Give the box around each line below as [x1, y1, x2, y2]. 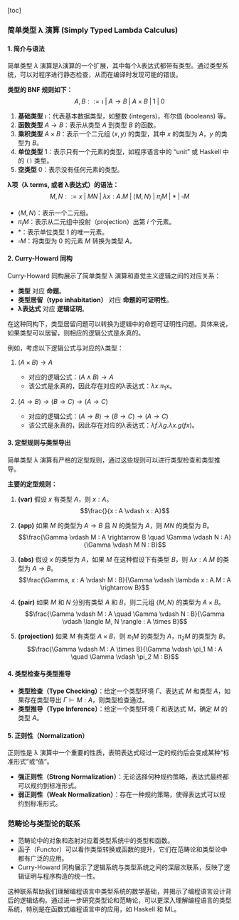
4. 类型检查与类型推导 [7, 669, 71, 678]
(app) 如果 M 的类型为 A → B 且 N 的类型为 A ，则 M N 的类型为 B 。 [17, 521, 213, 530]
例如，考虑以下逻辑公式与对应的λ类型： [7, 343, 124, 352]
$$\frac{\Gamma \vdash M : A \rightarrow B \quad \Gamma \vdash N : [18, 532, 223, 541]
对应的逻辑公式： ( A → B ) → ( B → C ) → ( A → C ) [28, 412, 169, 420]
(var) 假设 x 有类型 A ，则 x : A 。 [17, 495, 113, 503]
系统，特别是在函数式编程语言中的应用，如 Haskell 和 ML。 [7, 905, 181, 914]
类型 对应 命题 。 [17, 286, 65, 295]
